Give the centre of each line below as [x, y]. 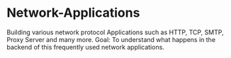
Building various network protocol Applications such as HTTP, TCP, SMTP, [115, 32]
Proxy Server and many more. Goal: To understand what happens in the [111, 39]
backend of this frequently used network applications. [85, 47]
